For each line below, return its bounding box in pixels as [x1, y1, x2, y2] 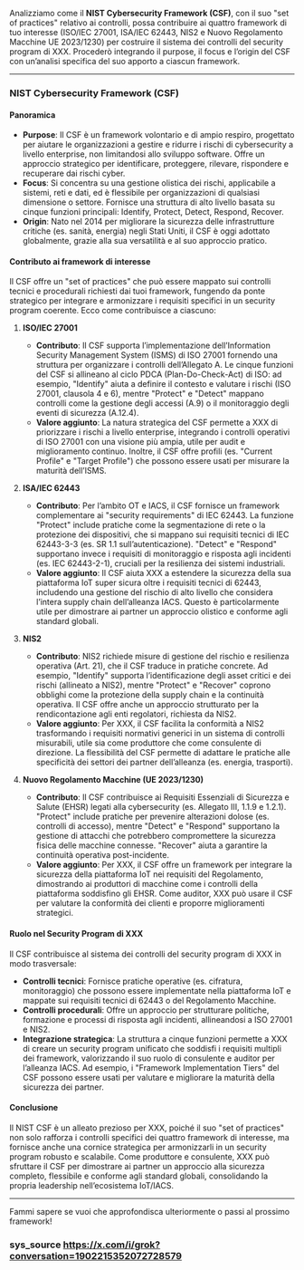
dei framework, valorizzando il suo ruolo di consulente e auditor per [22, 1053, 276, 1063]
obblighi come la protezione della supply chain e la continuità [35, 689, 264, 700]
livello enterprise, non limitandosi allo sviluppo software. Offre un [22, 149, 265, 159]
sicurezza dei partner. [22, 1082, 104, 1092]
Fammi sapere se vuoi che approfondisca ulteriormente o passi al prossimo [9, 1206, 290, 1217]
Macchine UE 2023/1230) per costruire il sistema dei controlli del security [9, 36, 283, 47]
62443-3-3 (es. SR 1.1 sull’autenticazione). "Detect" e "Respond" [35, 539, 278, 550]
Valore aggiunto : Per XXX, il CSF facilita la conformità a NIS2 [35, 718, 265, 729]
